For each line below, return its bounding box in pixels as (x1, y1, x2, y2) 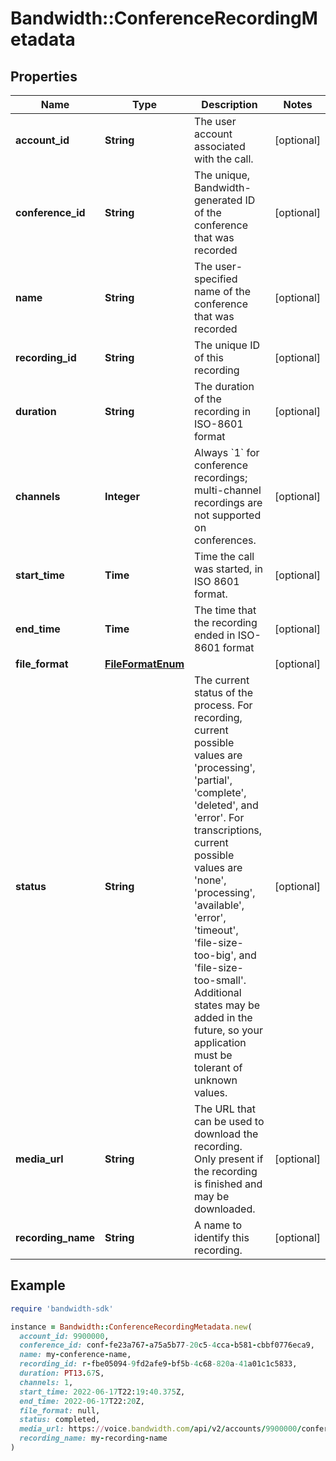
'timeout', (194, 923, 239, 937)
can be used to (194, 1115, 265, 1128)
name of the (194, 285, 251, 298)
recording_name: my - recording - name (19, 1433, 168, 1444)
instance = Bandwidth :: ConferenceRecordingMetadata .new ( (10, 1322, 253, 1332)
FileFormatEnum (104, 657, 185, 671)
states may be (194, 998, 261, 1012)
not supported (194, 508, 262, 522)
